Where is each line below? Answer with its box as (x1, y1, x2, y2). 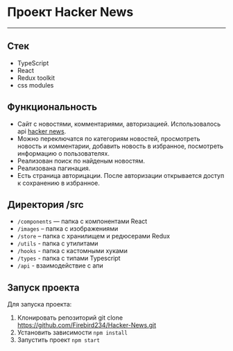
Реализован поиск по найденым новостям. (17, 156, 146, 165)
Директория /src (7, 199, 85, 211)
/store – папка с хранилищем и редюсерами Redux (17, 232, 171, 240)
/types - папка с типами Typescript (17, 254, 121, 263)
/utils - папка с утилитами (17, 239, 98, 247)
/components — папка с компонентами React (17, 217, 148, 226)
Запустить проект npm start (17, 336, 101, 344)
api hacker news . (17, 126, 67, 136)
